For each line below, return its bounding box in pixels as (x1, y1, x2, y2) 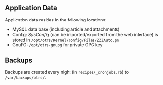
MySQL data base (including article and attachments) (12, 26, 120, 32)
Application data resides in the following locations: (5, 17, 107, 22)
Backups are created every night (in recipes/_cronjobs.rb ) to (5, 69, 129, 75)
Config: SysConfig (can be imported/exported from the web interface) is (12, 31, 158, 37)
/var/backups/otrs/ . (5, 74, 46, 80)
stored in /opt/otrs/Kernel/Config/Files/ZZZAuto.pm (12, 37, 119, 42)
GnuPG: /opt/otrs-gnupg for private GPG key (12, 42, 103, 48)
